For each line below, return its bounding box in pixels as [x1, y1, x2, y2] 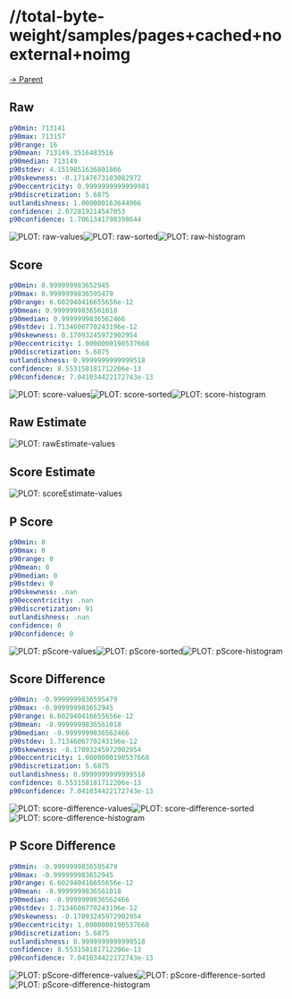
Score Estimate [9, 464, 96, 480]
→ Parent [9, 73, 44, 84]
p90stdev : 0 [9, 579, 54, 588]
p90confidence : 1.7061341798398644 [9, 215, 142, 225]
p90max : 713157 [9, 132, 66, 141]
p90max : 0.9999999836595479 [9, 289, 114, 298]
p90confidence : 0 [9, 629, 74, 638]
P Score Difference [9, 839, 116, 854]
